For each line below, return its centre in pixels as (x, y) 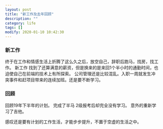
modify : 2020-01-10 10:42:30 (35, 32)
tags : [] (14, 28)
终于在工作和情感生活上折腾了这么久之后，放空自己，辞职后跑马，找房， (77, 62)
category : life (20, 23)
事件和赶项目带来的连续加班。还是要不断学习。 (56, 80)
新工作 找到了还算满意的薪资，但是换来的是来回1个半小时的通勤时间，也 (86, 68)
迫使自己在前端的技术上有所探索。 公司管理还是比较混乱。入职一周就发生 (78, 74)
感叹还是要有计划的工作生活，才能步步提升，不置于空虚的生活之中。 (73, 122)
